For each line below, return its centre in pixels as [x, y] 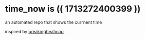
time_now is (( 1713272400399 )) [73, 9]
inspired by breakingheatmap [35, 31]
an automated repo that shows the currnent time [54, 22]
